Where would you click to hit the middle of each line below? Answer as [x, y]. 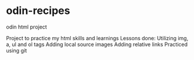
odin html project [27, 27]
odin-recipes [38, 11]
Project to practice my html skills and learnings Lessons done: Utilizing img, [97, 38]
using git [17, 50]
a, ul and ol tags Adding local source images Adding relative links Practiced [97, 44]
